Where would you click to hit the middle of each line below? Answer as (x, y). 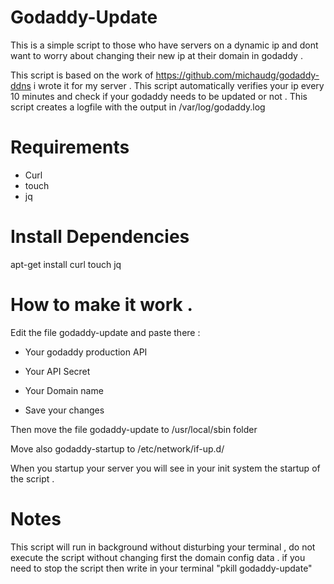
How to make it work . (101, 305)
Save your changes (64, 410)
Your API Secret (57, 371)
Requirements (70, 147)
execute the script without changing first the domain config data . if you (158, 557)
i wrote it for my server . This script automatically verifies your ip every (179, 85)
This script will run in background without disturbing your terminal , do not (163, 547)
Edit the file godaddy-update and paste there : (105, 332)
